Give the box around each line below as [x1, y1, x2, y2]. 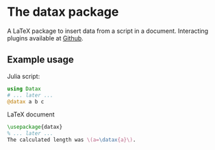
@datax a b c [7, 98, 45, 105]
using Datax [7, 85, 41, 92]
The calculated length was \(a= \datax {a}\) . [7, 136, 136, 144]
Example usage [7, 54, 74, 66]
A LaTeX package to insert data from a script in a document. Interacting [7, 27, 209, 35]
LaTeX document [7, 110, 55, 118]
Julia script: [7, 72, 40, 80]
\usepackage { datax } [7, 124, 63, 131]
